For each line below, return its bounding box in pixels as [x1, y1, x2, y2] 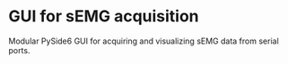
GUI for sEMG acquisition [8, 6, 199, 27]
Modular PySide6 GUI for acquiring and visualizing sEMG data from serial [8, 36, 279, 46]
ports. [8, 44, 31, 55]
